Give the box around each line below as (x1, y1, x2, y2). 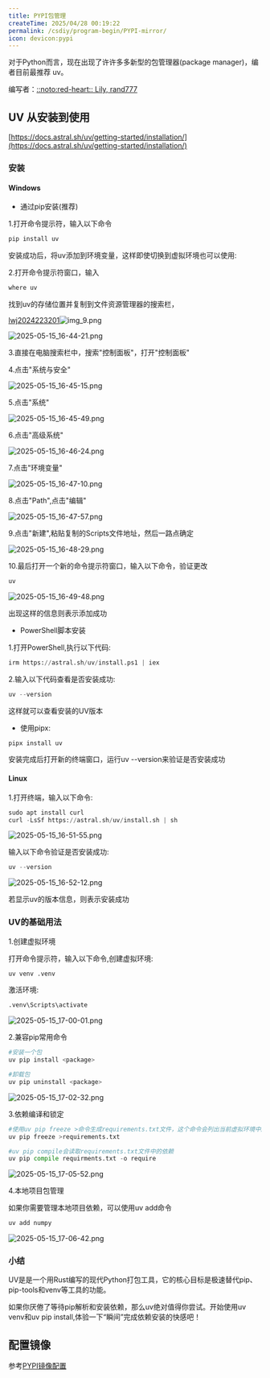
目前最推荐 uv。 (14, 68, 68, 77)
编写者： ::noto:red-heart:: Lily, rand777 (8, 85, 138, 94)
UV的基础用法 (8, 917, 62, 928)
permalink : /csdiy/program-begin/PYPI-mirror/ (8, 27, 167, 35)
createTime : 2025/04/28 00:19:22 (8, 19, 121, 27)
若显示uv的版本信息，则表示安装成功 (8, 895, 130, 904)
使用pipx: (19, 722, 51, 733)
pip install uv (8, 235, 59, 243)
